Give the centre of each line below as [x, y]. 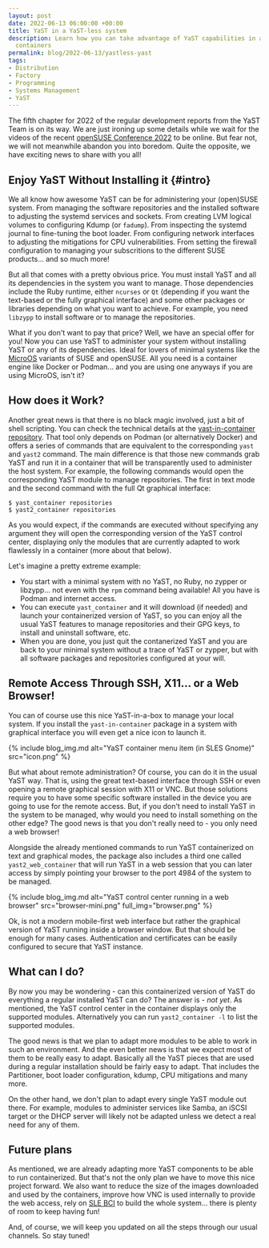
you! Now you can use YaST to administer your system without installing [127, 341]
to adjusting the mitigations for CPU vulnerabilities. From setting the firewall [133, 242]
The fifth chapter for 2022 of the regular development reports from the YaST [134, 120]
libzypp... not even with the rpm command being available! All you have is [140, 590]
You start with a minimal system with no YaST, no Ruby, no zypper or [133, 581]
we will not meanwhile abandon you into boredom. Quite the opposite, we [129, 146]
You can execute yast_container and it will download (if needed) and [134, 607]
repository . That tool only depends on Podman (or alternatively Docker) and [133, 437]
